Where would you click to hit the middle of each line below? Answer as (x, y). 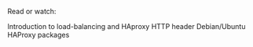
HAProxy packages (38, 35)
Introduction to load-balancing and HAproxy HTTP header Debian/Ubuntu (126, 26)
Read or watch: (32, 11)
